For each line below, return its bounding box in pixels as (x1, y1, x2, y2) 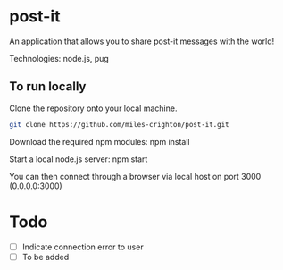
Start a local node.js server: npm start (9, 154, 148, 165)
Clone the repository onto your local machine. (9, 103, 178, 114)
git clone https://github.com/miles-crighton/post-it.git (9, 120, 229, 129)
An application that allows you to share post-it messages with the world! (9, 36, 275, 46)
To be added (21, 251, 70, 262)
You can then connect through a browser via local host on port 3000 (9, 171, 262, 181)
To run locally (9, 79, 87, 95)
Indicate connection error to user (21, 241, 145, 252)
